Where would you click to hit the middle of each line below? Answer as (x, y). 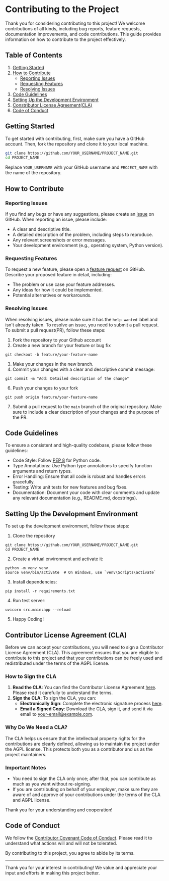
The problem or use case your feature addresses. (64, 284)
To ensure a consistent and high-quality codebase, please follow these (79, 445)
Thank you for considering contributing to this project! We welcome (75, 23)
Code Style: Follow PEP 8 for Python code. (57, 460)
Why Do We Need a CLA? (36, 727)
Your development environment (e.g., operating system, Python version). (88, 245)
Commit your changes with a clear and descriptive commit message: (83, 369)
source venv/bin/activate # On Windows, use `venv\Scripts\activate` (81, 573)
